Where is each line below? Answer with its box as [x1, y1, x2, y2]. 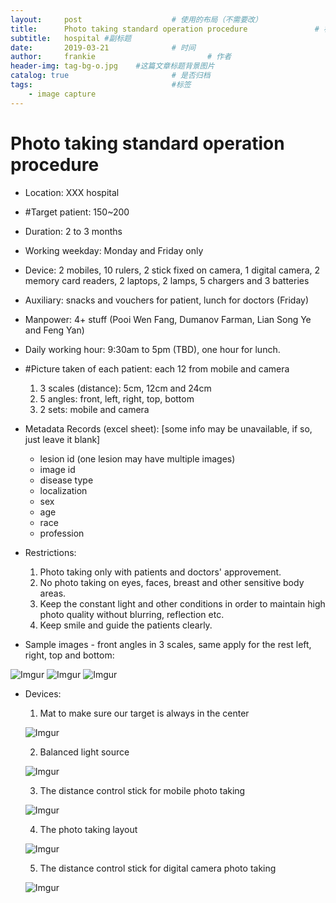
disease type [39, 474, 94, 486]
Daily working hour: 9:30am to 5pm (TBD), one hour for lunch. [24, 343, 281, 355]
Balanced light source [39, 746, 130, 758]
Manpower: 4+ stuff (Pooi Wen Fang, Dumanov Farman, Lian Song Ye [24, 313, 312, 325]
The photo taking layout [39, 823, 138, 835]
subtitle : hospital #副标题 [10, 33, 132, 43]
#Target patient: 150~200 [24, 206, 130, 218]
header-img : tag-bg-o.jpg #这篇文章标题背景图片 [10, 61, 215, 71]
